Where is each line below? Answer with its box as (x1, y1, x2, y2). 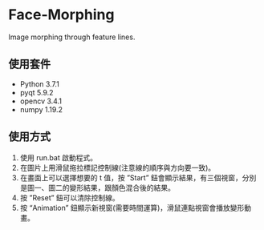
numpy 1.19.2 (19, 104, 63, 114)
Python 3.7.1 (19, 79, 60, 89)
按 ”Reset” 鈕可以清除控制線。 (19, 192, 120, 202)
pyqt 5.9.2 (19, 87, 54, 97)
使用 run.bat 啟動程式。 (19, 152, 98, 162)
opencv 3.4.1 (19, 96, 63, 106)
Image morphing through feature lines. (8, 32, 136, 42)
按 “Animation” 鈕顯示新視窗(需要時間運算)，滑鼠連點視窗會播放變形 (19, 203, 245, 212)
